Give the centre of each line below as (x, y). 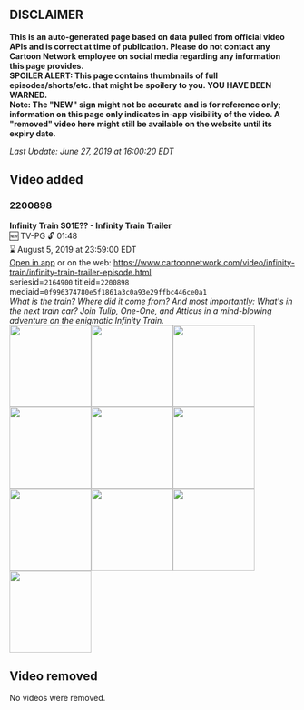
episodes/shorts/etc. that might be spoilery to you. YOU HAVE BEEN (141, 85)
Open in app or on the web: (60, 262)
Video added (46, 180)
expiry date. (33, 133)
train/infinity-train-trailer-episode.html (80, 272)
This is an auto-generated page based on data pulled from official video (147, 36)
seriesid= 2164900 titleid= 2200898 (69, 282)
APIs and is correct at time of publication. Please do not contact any (140, 46)
